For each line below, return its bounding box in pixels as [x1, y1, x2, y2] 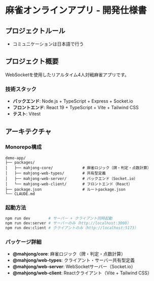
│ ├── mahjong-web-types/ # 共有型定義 [5, 171, 106, 176]
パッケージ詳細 [5, 238, 42, 245]
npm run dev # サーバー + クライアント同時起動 [5, 216, 112, 221]
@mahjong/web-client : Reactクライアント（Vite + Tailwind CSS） [12, 270, 152, 276]
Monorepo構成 [5, 143, 42, 150]
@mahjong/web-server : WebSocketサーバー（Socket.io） [12, 264, 136, 270]
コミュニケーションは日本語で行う [12, 41, 84, 47]
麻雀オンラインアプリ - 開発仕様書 [5, 5, 147, 16]
